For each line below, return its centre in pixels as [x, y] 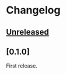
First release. [22, 66]
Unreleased [28, 32]
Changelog [33, 10]
